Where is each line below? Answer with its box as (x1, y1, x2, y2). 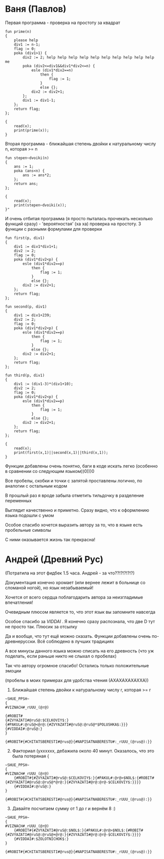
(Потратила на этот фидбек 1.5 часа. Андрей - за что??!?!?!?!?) (5, 570, 135, 576)
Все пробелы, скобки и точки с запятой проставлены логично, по (5, 477, 142, 484)
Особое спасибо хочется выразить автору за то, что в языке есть (5, 521, 143, 528)
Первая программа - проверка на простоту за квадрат (5, 20, 120, 26)
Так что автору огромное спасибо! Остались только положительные (5, 662, 149, 668)
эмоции (5, 668, 22, 674)
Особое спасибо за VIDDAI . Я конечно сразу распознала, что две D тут (5, 618, 155, 624)
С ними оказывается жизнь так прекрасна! (5, 536, 95, 543)
